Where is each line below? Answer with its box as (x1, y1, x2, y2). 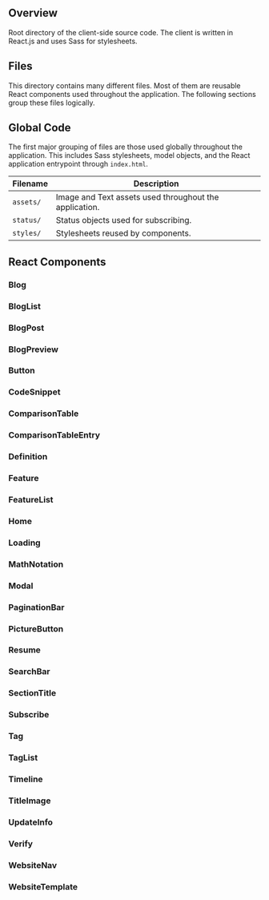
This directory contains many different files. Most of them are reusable (8, 80, 242, 91)
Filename (12, 178, 48, 189)
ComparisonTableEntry (8, 430, 101, 441)
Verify (8, 837, 34, 849)
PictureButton (8, 623, 64, 634)
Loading (8, 537, 42, 548)
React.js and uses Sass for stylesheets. (8, 36, 138, 46)
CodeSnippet (8, 386, 61, 398)
